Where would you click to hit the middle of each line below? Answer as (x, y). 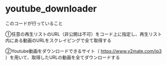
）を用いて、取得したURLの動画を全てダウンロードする (63, 57)
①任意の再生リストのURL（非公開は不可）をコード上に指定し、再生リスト (83, 34)
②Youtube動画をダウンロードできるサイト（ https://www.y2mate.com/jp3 (83, 51)
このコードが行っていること (34, 23)
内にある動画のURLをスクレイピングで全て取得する (58, 40)
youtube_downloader (51, 9)
